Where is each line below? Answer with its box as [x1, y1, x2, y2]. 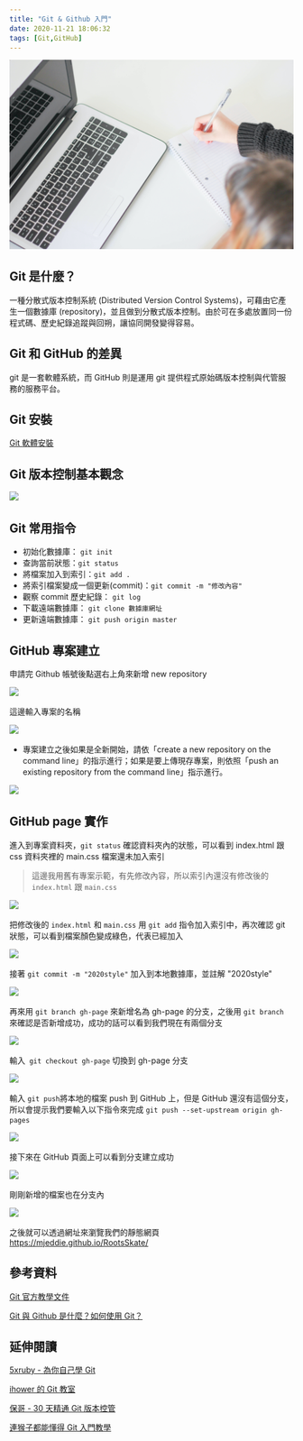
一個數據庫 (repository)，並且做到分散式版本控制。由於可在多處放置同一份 [16, 306, 293, 317]
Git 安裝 [9, 412, 53, 427]
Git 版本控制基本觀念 [9, 466, 124, 482]
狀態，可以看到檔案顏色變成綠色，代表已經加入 [9, 930, 183, 941]
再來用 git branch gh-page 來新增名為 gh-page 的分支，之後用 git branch [9, 1005, 284, 1016]
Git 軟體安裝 [9, 437, 54, 448]
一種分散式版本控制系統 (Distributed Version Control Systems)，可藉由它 [9, 294, 279, 306]
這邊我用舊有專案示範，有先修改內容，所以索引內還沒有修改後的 [31, 870, 269, 881]
